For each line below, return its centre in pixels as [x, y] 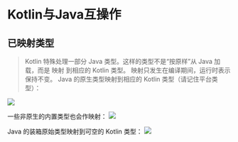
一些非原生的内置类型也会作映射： [57, 116]
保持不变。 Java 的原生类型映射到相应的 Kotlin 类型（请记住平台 [118, 79]
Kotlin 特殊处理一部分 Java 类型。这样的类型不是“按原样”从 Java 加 [123, 61]
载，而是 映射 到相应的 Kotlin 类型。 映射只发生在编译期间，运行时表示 [128, 70]
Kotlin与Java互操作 [65, 15]
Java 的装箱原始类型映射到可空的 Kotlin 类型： [75, 131]
